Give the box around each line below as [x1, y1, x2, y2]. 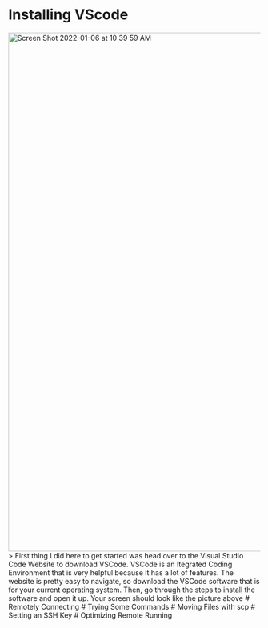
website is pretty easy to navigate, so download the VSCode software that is [8, 576, 260, 586]
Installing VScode [8, 6, 129, 24]
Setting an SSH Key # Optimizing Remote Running [8, 610, 173, 620]
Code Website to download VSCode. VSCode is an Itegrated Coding [8, 559, 233, 569]
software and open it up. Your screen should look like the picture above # [8, 593, 250, 602]
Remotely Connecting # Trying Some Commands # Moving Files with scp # [8, 602, 256, 611]
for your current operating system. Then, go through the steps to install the [8, 585, 256, 594]
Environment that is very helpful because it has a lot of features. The [8, 567, 234, 578]
